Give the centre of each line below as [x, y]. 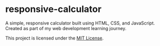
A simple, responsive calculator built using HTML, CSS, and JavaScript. [80, 23]
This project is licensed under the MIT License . [55, 38]
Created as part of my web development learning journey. [66, 28]
